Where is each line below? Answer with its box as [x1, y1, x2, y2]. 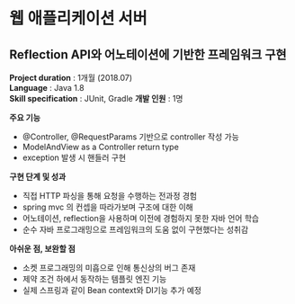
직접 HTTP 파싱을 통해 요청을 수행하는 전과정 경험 [22, 191, 198, 201]
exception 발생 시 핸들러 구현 [22, 152, 127, 163]
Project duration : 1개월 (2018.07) [9, 73, 133, 83]
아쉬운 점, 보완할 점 [9, 244, 76, 254]
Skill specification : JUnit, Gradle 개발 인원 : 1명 [9, 94, 183, 103]
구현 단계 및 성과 [9, 172, 67, 182]
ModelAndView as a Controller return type [22, 141, 180, 152]
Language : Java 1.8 [9, 83, 85, 93]
